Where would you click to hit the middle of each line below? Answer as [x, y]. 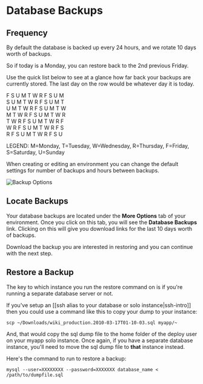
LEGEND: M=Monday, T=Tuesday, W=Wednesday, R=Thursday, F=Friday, [98, 146]
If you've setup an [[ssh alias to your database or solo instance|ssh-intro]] [99, 305]
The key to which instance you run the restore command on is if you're [95, 287]
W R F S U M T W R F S [35, 127]
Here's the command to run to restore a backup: [66, 359]
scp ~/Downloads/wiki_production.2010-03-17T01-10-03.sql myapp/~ [92, 323]
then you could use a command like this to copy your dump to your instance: [102, 311]
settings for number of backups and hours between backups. [83, 170]
